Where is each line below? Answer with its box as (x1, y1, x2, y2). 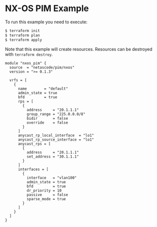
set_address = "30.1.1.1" (26, 154, 79, 159)
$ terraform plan (5, 32, 40, 38)
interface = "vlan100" (26, 175, 77, 180)
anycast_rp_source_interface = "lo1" (17, 137, 94, 142)
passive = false (26, 192, 68, 197)
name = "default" (17, 86, 68, 91)
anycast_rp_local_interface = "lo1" (17, 133, 94, 138)
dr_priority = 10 (26, 188, 62, 193)
